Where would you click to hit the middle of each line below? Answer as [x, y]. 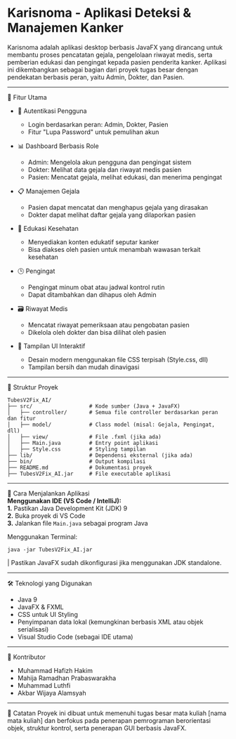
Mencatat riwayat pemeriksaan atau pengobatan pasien [109, 325]
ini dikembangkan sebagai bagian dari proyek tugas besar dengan [103, 69]
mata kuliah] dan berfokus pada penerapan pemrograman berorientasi [109, 720]
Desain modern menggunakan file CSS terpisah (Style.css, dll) [118, 359]
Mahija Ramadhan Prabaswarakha [67, 678]
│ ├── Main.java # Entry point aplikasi [83, 443]
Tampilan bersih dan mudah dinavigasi [84, 367]
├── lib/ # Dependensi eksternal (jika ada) [100, 455]
